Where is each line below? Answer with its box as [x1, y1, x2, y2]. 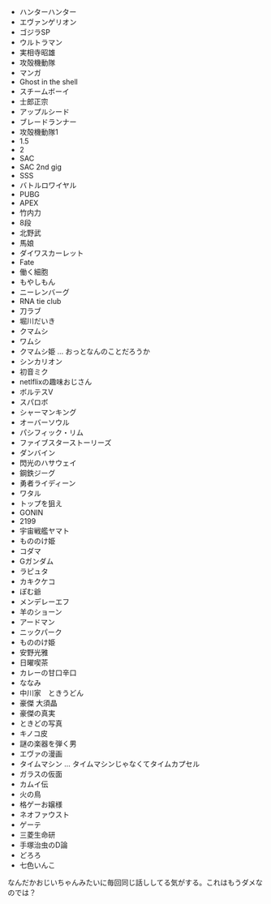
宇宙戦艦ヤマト [19, 526, 70, 535]
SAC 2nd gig [19, 162, 62, 172]
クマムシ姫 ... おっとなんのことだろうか [19, 347, 151, 356]
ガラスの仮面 [19, 769, 62, 778]
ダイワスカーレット [19, 248, 84, 258]
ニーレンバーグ [19, 287, 70, 297]
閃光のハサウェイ [19, 458, 77, 468]
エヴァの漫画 [19, 749, 62, 758]
